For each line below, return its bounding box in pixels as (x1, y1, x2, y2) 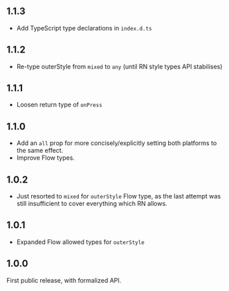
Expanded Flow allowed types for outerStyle (16, 238, 145, 246)
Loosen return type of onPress (16, 100, 103, 109)
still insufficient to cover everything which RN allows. (16, 200, 167, 208)
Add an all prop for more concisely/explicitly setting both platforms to (16, 139, 217, 147)
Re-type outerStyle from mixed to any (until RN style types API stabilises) (16, 62, 223, 71)
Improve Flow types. (16, 153, 75, 162)
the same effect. (16, 147, 64, 155)
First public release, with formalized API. (6, 276, 122, 284)
